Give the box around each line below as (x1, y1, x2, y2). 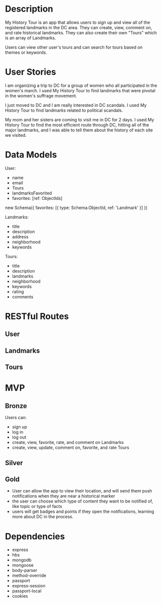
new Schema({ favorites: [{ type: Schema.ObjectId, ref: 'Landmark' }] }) (5, 205, 148, 211)
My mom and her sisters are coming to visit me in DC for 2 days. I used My (5, 116, 154, 122)
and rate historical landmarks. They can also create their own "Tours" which (5, 30, 157, 35)
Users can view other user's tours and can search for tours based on (5, 44, 143, 50)
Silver (5, 458, 23, 467)
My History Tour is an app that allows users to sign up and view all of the (5, 19, 150, 25)
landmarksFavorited (12, 190, 52, 196)
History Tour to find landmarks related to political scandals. (5, 107, 123, 113)
